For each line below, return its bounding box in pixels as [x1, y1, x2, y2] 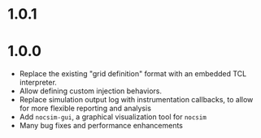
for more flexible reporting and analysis [19, 103, 152, 114]
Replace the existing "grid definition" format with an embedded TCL [19, 69, 247, 79]
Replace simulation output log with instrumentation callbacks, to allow [19, 95, 254, 105]
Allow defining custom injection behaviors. [19, 86, 163, 96]
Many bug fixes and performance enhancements [19, 121, 184, 131]
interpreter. [19, 78, 58, 88]
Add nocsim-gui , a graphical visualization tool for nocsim [19, 112, 207, 122]
